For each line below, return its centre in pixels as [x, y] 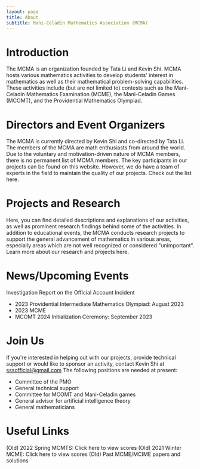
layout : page [22, 12]
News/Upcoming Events [67, 276]
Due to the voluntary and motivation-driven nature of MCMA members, [93, 154]
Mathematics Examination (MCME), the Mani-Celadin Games [101, 94]
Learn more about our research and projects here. [68, 252]
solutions [17, 460]
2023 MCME [30, 311]
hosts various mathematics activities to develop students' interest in [90, 75]
